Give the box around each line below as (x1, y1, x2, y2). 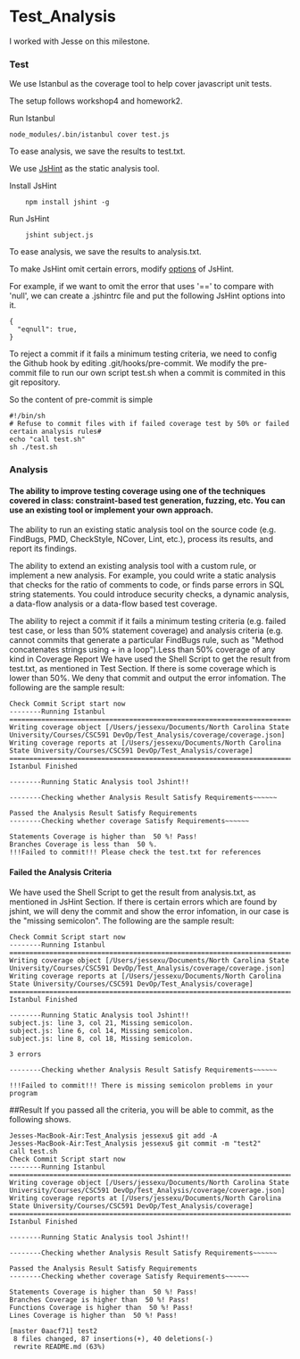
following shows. (9, 1113, 71, 1124)
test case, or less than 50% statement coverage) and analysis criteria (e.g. (9, 625, 283, 636)
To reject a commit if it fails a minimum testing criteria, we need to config (9, 348, 278, 359)
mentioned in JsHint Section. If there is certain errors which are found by (9, 896, 278, 907)
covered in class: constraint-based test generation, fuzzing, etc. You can (9, 495, 286, 505)
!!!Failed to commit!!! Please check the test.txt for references (9, 848, 262, 857)
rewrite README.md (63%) (12, 1342, 105, 1351)
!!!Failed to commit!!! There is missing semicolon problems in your (9, 1080, 274, 1090)
